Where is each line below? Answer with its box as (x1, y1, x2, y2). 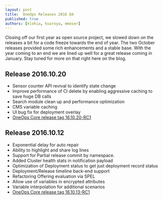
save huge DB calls (12, 93, 52, 99)
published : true (5, 16, 39, 21)
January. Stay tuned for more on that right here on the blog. (5, 55, 127, 62)
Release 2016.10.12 (5, 129, 64, 137)
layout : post (5, 7, 32, 12)
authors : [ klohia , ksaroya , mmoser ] (5, 21, 81, 26)
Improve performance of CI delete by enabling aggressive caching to (12, 88, 153, 94)
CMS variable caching (12, 104, 58, 110)
